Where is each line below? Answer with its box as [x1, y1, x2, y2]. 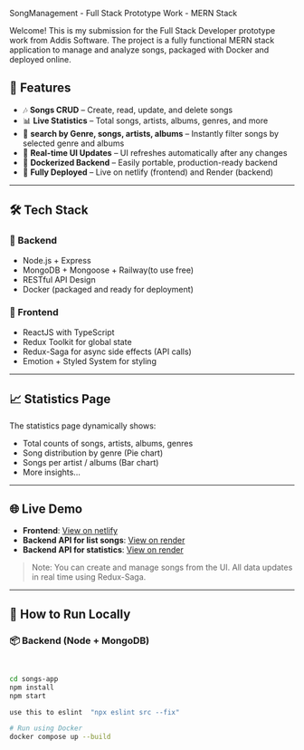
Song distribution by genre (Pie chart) [22, 447, 164, 458]
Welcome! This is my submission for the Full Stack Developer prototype [9, 25, 276, 35]
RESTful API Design [22, 274, 97, 284]
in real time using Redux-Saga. [31, 572, 147, 582]
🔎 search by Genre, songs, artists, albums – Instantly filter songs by [22, 128, 279, 139]
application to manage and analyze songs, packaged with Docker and [9, 44, 270, 55]
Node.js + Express [22, 255, 92, 265]
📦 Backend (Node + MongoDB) [9, 634, 150, 647]
